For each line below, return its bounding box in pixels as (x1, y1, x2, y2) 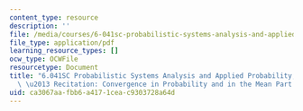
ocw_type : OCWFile (9, 55, 78, 64)
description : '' (9, 21, 70, 30)
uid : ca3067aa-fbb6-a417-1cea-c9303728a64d (9, 88, 176, 97)
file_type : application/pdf (9, 38, 115, 47)
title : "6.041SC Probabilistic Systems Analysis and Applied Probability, (9, 72, 297, 81)
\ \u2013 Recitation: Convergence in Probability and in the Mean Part (17, 80, 293, 89)
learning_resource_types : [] (9, 47, 119, 55)
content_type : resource (9, 13, 99, 22)
